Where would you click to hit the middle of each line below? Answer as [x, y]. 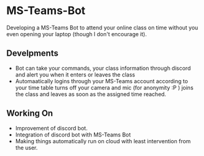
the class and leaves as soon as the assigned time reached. [91, 94]
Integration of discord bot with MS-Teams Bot [73, 135]
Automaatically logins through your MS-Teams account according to [102, 81]
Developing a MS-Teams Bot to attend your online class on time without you [102, 28]
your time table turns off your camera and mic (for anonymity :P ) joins [104, 87]
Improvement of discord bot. [51, 128]
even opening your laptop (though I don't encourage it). [77, 34]
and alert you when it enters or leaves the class [75, 75]
